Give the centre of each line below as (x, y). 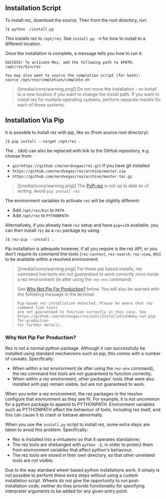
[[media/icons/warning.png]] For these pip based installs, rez (80, 269)
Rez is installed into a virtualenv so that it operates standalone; (76, 439)
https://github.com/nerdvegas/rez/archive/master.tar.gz (72, 176)
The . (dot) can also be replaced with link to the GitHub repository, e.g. (78, 150)
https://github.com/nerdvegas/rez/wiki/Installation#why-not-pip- (87, 316)
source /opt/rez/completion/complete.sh (48, 80)
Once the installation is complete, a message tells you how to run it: (74, 53)
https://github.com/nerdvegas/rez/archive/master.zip (69, 171)
